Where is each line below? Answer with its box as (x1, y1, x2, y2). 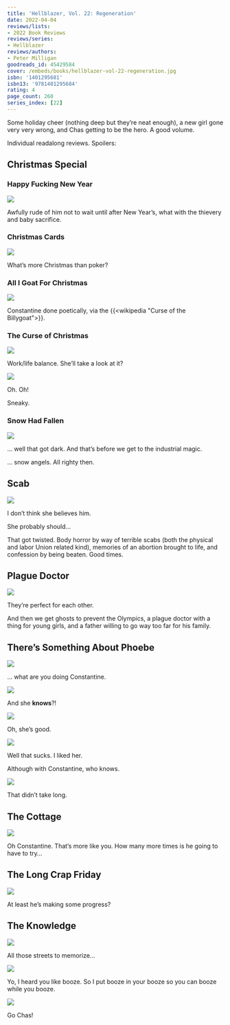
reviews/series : (7, 36, 54, 43)
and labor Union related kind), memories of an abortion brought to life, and (7, 543, 218, 551)
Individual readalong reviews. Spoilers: (7, 139, 117, 147)
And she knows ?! (7, 699, 57, 708)
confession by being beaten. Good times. (7, 550, 124, 559)
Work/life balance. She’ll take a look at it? (7, 359, 124, 368)
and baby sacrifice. (7, 215, 62, 223)
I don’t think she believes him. (7, 509, 91, 517)
